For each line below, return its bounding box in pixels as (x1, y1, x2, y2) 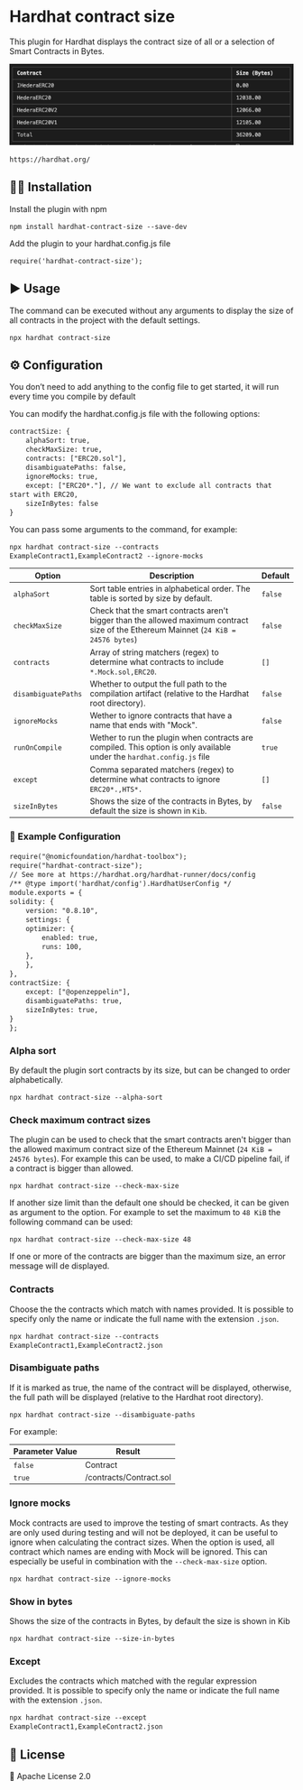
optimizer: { (25, 924, 75, 933)
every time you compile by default (9, 391, 136, 402)
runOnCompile (13, 743, 62, 752)
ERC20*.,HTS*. (89, 785, 142, 794)
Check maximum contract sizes (9, 1113, 151, 1126)
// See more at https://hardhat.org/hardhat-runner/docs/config (9, 870, 256, 879)
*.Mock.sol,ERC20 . (89, 666, 158, 677)
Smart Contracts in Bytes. (9, 45, 106, 56)
